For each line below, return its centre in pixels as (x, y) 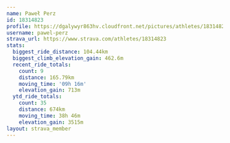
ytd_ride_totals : (37, 97)
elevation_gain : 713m (49, 90)
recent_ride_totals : (42, 65)
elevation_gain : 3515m (51, 122)
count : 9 (31, 71)
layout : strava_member (39, 129)
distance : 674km (42, 109)
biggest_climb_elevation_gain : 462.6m (68, 58)
